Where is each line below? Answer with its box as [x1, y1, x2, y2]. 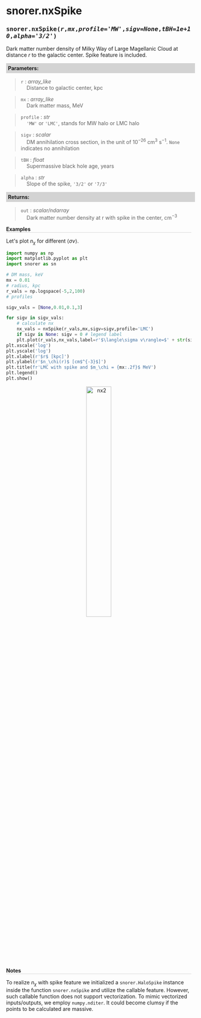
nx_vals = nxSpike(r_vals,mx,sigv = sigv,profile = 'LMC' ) [16, 326, 154, 332]
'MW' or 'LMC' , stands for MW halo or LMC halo [26, 120, 140, 127]
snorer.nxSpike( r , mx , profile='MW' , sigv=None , [6, 25, 162, 33]
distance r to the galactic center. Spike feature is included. [6, 51, 147, 58]
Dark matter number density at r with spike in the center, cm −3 [26, 213, 177, 221]
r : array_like [20, 78, 52, 85]
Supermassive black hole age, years [26, 162, 115, 169]
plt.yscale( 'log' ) [6, 348, 51, 354]
